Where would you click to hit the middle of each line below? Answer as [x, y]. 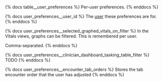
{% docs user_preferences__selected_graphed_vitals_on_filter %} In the [77, 31]
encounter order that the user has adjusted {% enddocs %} [65, 74]
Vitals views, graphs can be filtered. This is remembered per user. [71, 36]
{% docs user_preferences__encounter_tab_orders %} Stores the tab [74, 69]
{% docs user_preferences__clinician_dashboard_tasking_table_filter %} [77, 55]
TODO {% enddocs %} [28, 60]
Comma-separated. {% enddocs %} [41, 45]
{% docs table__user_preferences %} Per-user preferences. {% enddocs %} [82, 7]
